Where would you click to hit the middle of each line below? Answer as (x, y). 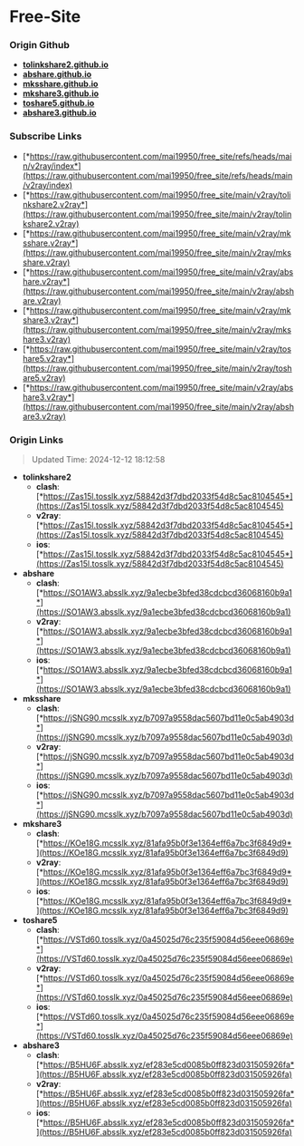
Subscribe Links (46, 136)
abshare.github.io (57, 74)
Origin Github (40, 45)
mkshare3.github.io (61, 93)
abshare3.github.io (59, 113)
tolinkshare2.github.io (65, 64)
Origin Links (37, 440)
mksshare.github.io (60, 84)
